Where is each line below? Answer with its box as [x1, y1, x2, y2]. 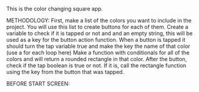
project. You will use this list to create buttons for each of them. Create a [6, 24, 189, 30]
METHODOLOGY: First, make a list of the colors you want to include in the [6, 17, 192, 24]
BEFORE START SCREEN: [6, 80, 70, 87]
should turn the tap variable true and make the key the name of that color [6, 42, 190, 50]
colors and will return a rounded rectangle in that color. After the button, [6, 56, 187, 62]
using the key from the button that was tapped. [6, 68, 125, 75]
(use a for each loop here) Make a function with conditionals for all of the [6, 49, 190, 56]
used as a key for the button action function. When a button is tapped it [6, 36, 186, 43]
